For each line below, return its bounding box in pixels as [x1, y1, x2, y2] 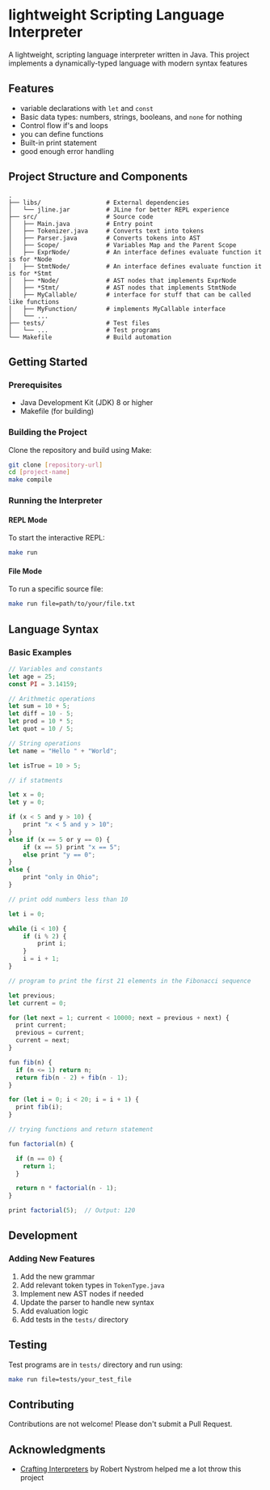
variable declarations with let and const [19, 103, 154, 113]
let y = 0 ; [8, 798, 45, 807]
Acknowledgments [8, 1442, 107, 1456]
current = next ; [15, 1036, 70, 1044]
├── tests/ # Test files [8, 318, 150, 327]
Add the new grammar [19, 1271, 95, 1281]
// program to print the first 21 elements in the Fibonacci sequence [8, 976, 251, 985]
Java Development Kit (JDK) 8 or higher [19, 398, 154, 408]
